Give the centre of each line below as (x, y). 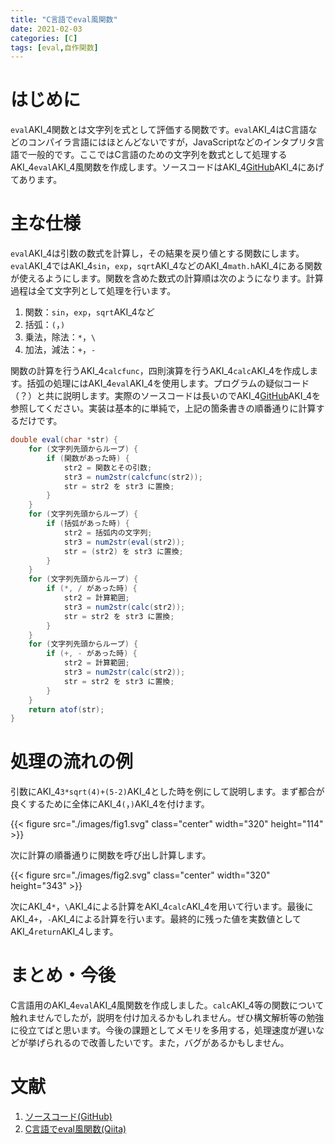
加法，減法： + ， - (60, 350)
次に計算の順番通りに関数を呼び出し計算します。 (111, 855)
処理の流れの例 (72, 762)
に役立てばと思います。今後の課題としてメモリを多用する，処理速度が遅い (163, 1030)
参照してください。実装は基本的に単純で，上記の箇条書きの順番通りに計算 (163, 408)
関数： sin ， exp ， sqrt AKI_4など (89, 312)
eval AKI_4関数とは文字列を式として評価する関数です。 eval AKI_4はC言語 (159, 130)
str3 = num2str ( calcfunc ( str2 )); (133, 477)
